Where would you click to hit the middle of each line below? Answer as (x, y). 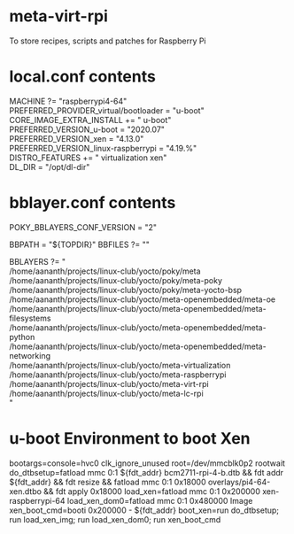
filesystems (30, 318)
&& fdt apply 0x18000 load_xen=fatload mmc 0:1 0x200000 (152, 491)
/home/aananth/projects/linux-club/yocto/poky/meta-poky (116, 280)
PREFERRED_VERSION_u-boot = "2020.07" (87, 129)
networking (30, 355)
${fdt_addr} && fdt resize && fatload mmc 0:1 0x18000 (108, 482)
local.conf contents (83, 77)
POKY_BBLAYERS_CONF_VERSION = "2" (83, 227)
